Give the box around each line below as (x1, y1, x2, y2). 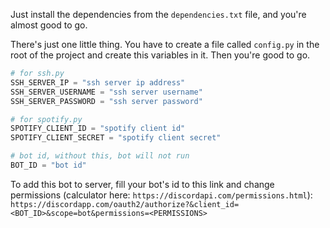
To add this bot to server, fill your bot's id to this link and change (10, 178, 275, 190)
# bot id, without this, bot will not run (10, 151, 190, 161)
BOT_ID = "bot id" (10, 160, 87, 170)
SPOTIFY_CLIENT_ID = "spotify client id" (10, 124, 186, 134)
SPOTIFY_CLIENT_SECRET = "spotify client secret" (10, 133, 222, 143)
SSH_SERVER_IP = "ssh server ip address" (10, 77, 186, 88)
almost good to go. (10, 19, 88, 31)
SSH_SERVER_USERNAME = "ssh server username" (10, 87, 203, 97)
